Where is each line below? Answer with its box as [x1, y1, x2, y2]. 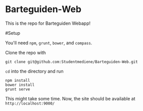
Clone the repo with [5, 49, 46, 55]
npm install [5, 78, 30, 83]
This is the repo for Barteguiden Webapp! [5, 20, 91, 26]
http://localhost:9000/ [5, 101, 55, 106]
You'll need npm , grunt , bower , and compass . [5, 39, 92, 46]
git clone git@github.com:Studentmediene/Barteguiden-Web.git [5, 59, 138, 64]
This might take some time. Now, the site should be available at [5, 95, 135, 101]
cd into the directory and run [5, 68, 64, 74]
